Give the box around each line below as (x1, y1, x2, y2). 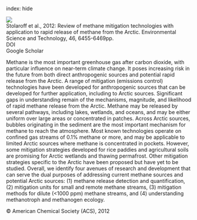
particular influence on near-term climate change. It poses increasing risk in (6, 65, 190, 72)
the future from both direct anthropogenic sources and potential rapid (6, 71, 175, 78)
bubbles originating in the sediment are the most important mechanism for (6, 121, 186, 128)
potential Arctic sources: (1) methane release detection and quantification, (6, 178, 185, 184)
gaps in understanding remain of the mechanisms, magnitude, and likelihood (6, 96, 192, 103)
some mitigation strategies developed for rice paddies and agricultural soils (6, 146, 189, 153)
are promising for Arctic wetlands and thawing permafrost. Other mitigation (6, 152, 188, 159)
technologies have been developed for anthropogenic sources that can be (6, 84, 186, 91)
